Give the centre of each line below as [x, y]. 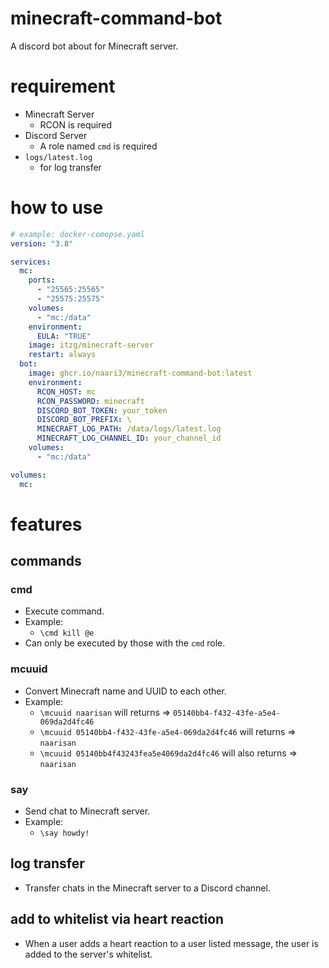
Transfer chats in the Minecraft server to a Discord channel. [147, 888]
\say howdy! [64, 833]
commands [46, 561]
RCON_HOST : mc [66, 392]
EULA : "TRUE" [64, 336]
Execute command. [64, 611]
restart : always [62, 355]
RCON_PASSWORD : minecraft [90, 401]
